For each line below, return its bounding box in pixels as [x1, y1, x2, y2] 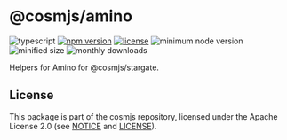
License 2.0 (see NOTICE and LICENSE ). [9, 121, 157, 131]
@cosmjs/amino [9, 6, 133, 27]
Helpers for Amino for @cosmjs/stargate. [9, 62, 160, 73]
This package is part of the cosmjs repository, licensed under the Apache [9, 111, 278, 121]
